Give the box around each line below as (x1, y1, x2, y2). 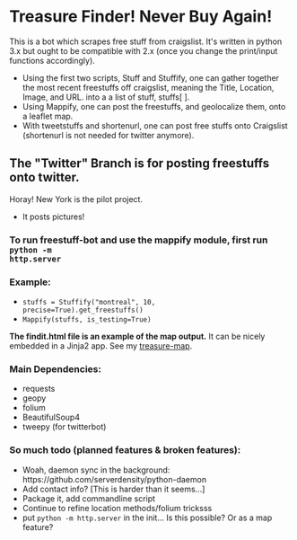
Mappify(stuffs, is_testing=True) (22, 314, 152, 324)
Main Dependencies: (9, 362, 101, 375)
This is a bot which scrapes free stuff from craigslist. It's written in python (9, 36, 283, 47)
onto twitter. (9, 170, 80, 185)
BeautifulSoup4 (22, 412, 81, 423)
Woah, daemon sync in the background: (22, 465, 170, 475)
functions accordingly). (9, 55, 96, 66)
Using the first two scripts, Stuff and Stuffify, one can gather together (22, 72, 280, 83)
